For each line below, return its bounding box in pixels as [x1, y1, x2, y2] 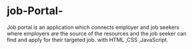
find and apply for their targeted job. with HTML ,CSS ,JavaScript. [7, 36, 169, 43]
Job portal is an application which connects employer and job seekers [7, 24, 179, 31]
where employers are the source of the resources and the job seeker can [7, 30, 187, 37]
